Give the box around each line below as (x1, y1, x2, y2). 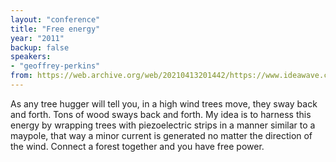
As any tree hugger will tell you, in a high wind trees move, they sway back (10, 97, 318, 110)
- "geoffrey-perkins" (10, 61, 101, 71)
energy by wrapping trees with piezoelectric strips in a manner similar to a (10, 119, 316, 131)
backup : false (10, 42, 70, 53)
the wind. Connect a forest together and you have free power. (10, 140, 265, 152)
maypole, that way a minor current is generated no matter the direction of (10, 129, 313, 141)
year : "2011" (10, 33, 65, 43)
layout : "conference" (10, 14, 101, 25)
